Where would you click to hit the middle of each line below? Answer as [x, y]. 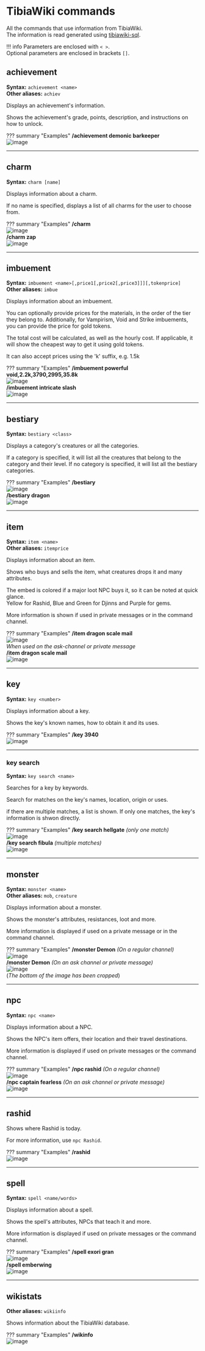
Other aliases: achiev [34, 94]
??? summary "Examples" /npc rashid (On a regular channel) [83, 1069]
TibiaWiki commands [61, 11]
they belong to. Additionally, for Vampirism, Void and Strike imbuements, [97, 320]
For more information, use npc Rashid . [54, 1140]
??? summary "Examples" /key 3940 [52, 735]
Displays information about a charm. [52, 193]
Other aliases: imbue [32, 289]
